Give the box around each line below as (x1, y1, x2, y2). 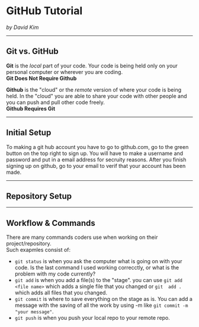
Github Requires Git (6, 105, 56, 112)
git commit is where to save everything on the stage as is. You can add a (14, 296, 192, 303)
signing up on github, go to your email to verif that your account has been (6, 162, 186, 169)
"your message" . (14, 308, 54, 315)
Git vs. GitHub (6, 46, 59, 57)
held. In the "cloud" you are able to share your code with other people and (6, 92, 187, 99)
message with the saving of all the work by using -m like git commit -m (14, 302, 188, 309)
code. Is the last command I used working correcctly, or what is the (14, 264, 179, 271)
